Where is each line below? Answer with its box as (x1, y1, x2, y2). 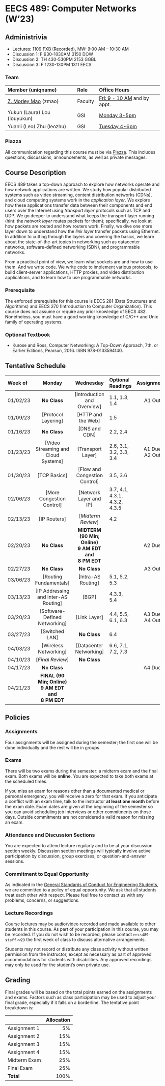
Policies (5, 714, 30, 722)
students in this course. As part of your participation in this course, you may (5, 926, 159, 932)
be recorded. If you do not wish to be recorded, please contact (5, 931, 132, 937)
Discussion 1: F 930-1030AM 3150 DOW (12, 51, 93, 57)
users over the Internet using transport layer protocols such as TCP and (5, 207, 151, 214)
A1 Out (144, 397, 161, 403)
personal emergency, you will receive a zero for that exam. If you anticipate (5, 793, 157, 799)
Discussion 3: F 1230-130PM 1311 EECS (12, 62, 92, 67)
